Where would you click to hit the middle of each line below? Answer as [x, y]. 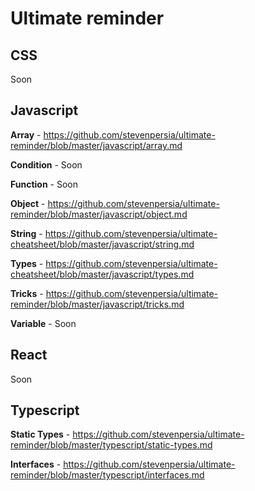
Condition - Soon [46, 164]
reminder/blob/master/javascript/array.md [96, 145]
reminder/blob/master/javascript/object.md [99, 214]
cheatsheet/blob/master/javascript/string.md [102, 244]
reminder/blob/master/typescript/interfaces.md [107, 475]
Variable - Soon [43, 323]
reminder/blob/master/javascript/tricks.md [97, 304]
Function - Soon [44, 184]
